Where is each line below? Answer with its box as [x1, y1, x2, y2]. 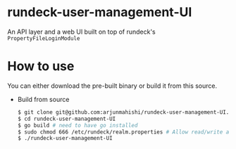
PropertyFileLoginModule [7, 34, 80, 42]
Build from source [17, 95, 70, 103]
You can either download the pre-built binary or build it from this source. [7, 82, 218, 90]
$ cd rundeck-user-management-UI [17, 115, 116, 122]
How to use [7, 58, 75, 74]
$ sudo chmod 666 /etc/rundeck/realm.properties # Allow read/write [17, 128, 223, 136]
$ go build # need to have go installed [17, 122, 138, 129]
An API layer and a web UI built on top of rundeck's [7, 27, 156, 36]
